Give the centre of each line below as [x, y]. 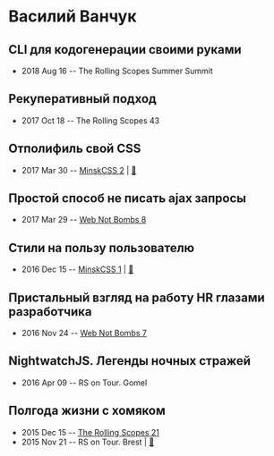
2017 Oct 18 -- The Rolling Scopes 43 [90, 120]
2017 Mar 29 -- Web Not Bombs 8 [84, 220]
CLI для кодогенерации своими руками [125, 50]
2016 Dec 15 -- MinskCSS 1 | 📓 [77, 269]
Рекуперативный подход [83, 99]
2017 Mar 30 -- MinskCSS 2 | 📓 [79, 170]
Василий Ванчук [73, 17]
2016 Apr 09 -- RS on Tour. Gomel [84, 383]
